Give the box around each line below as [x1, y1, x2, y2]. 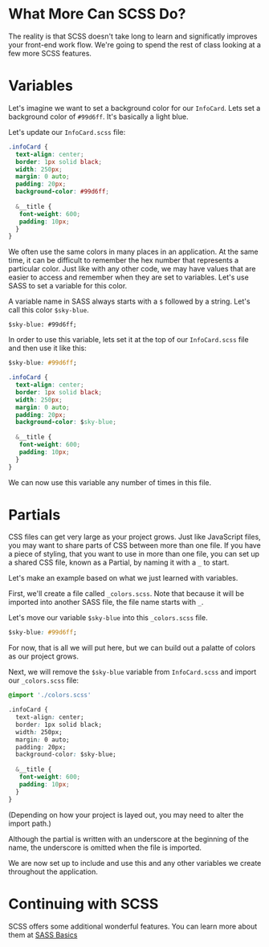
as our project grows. [8, 651, 79, 661]
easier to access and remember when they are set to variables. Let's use [8, 272, 249, 282]
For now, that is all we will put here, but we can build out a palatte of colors [8, 643, 255, 653]
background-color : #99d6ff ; [15, 188, 110, 196]
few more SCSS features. [8, 48, 92, 58]
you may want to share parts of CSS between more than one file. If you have [8, 541, 261, 550]
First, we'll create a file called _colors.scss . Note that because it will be [8, 589, 245, 598]
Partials [8, 505, 61, 524]
